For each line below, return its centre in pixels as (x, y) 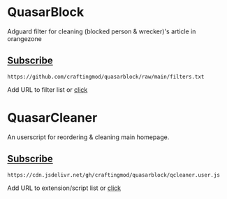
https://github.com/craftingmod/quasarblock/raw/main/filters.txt (106, 77)
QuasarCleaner (52, 117)
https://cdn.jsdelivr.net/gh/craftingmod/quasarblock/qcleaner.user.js (113, 175)
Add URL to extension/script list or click (64, 188)
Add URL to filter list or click (47, 89)
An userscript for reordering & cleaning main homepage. (88, 137)
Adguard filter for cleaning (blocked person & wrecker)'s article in (102, 31)
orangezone (24, 38)
